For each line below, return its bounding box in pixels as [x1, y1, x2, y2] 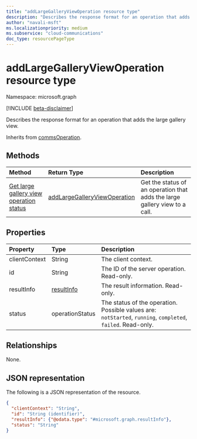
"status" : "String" [11, 422, 59, 428]
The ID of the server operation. [101, 264, 186, 272]
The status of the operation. [101, 298, 178, 307]
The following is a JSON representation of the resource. [6, 389, 141, 396]
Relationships [6, 340, 57, 350]
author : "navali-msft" [6, 19, 62, 25]
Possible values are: [101, 305, 157, 314]
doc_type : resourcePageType [6, 36, 75, 42]
